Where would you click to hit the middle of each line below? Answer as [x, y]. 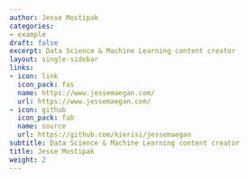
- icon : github [38, 110]
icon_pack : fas [46, 85]
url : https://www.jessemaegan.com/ [84, 101]
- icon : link [34, 76]
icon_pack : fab [46, 118]
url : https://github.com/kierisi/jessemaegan [105, 135]
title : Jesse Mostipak [52, 151]
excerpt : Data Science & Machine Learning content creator [123, 51]
